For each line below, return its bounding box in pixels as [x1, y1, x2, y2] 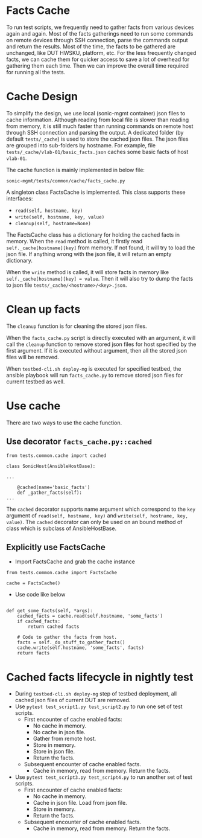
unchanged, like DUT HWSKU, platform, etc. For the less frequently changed [6, 49, 197, 56]
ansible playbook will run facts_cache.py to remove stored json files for [6, 371, 183, 379]
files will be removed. [6, 353, 59, 360]
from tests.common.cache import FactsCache [6, 570, 118, 576]
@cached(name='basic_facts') [17, 484, 90, 490]
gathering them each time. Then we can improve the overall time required [6, 62, 189, 69]
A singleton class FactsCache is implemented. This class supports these [6, 188, 186, 196]
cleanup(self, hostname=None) [14, 220, 92, 226]
